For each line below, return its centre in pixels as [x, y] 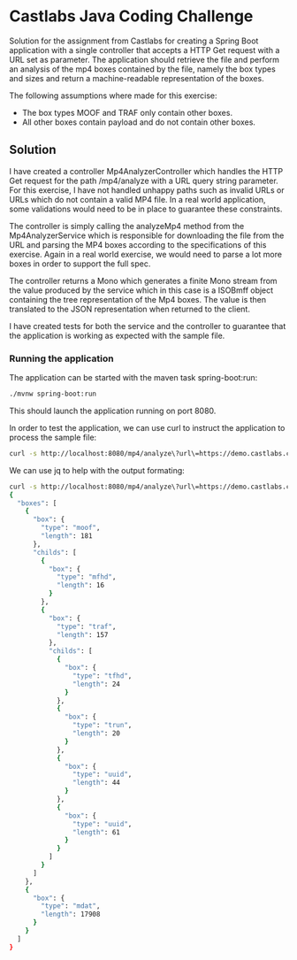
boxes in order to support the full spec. [80, 264]
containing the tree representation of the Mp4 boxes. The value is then [138, 299]
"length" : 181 [67, 536]
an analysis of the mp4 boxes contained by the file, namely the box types [142, 69]
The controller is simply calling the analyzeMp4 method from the [127, 226]
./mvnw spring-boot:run [53, 394]
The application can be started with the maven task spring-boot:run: [133, 378]
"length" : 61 [96, 832]
